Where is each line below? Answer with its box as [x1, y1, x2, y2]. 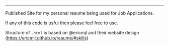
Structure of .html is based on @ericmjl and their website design [5, 30, 139, 35]
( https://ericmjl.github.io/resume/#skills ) [5, 35, 89, 41]
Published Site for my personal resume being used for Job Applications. [5, 10, 154, 16]
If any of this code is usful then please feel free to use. [5, 20, 118, 26]
